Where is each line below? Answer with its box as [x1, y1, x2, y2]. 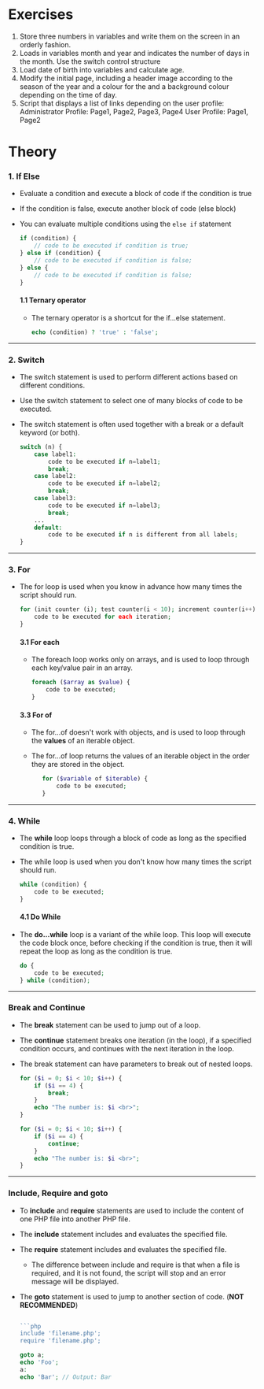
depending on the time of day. [19, 90, 118, 99]
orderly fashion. [19, 39, 71, 49]
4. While [8, 815, 41, 826]
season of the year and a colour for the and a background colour [19, 81, 229, 91]
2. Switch [8, 354, 45, 365]
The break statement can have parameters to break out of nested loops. [19, 1059, 253, 1069]
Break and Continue [8, 1002, 86, 1013]
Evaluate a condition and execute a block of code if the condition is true [19, 189, 252, 198]
